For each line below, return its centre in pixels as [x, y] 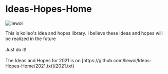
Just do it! [16, 49]
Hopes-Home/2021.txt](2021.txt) [40, 66]
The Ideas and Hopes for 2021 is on [43, 60]
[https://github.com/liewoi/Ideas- [117, 60]
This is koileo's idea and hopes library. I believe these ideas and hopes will [84, 33]
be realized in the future [31, 39]
